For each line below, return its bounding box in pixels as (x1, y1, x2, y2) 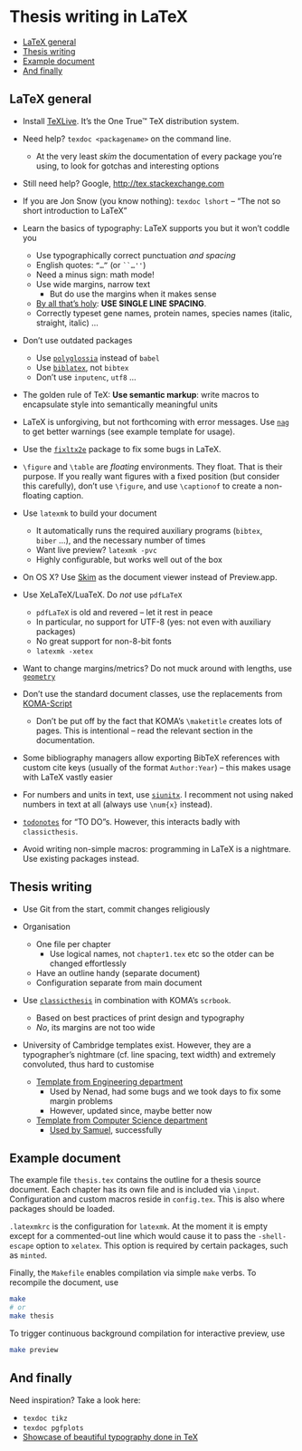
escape (9, 1242, 34, 1252)
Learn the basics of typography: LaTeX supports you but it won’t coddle (22, 222, 290, 233)
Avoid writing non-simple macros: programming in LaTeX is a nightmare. (22, 843, 291, 854)
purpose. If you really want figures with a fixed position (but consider (22, 470, 280, 481)
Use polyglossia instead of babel (35, 352, 160, 363)
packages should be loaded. (9, 1204, 116, 1214)
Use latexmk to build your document (22, 508, 157, 518)
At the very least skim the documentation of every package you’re (35, 150, 282, 161)
